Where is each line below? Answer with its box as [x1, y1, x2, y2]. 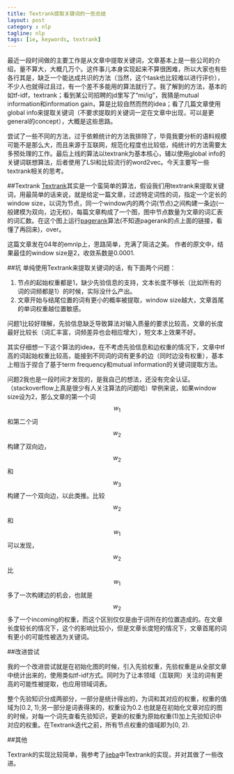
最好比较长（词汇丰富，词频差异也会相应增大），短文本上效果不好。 [7, 328, 200, 337]
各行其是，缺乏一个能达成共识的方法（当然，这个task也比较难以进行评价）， [7, 74, 224, 82]
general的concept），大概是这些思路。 [7, 117, 117, 126]
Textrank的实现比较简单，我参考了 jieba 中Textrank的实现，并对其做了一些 [7, 750, 218, 759]
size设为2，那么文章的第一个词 [7, 393, 96, 401]
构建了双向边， [7, 442, 50, 450]
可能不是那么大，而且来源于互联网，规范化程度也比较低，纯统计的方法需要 [7, 141, 221, 149]
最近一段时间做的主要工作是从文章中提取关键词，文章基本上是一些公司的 [7, 56, 214, 65]
